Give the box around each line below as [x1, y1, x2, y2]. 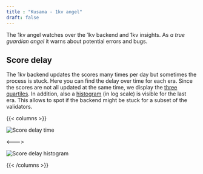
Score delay [6, 55, 53, 65]
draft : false [6, 14, 39, 21]
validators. [6, 103, 33, 111]
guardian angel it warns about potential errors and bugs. [6, 37, 148, 45]
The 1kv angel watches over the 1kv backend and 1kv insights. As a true [6, 31, 185, 38]
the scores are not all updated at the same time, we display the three [6, 84, 178, 91]
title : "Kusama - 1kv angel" [6, 8, 83, 15]
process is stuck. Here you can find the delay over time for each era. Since [6, 77, 193, 85]
